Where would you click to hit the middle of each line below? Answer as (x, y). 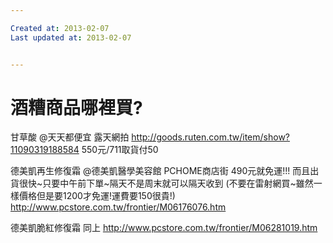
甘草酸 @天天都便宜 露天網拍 (70, 137)
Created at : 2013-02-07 (60, 28)
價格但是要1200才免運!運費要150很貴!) (97, 196)
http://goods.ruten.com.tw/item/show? (211, 137)
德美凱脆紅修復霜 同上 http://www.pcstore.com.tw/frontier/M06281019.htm (164, 228)
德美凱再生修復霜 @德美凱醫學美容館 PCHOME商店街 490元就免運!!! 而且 (160, 171)
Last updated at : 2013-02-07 (71, 37)
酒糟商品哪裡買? (76, 107)
